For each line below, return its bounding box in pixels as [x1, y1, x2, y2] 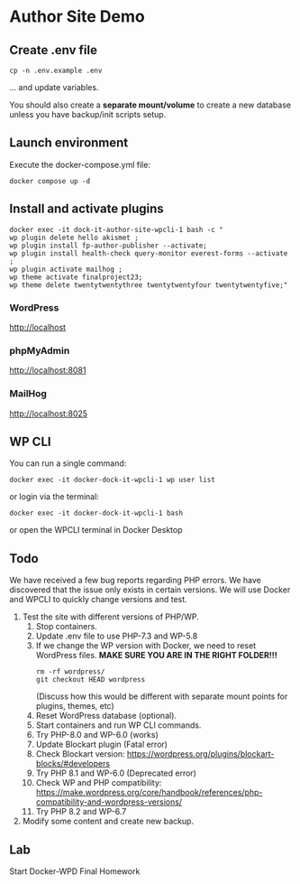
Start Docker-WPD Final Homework [9, 865, 141, 877]
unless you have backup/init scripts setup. [9, 109, 167, 119]
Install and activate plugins [9, 201, 164, 217]
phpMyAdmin [9, 344, 70, 357]
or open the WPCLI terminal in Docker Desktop [9, 525, 183, 535]
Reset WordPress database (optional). [35, 711, 177, 721]
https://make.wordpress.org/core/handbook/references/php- [35, 787, 263, 798]
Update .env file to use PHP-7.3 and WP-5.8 [35, 630, 198, 642]
